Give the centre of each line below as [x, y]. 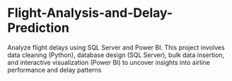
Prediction [38, 28]
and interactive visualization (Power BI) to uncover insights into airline [109, 62]
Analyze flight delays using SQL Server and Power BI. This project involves [116, 47]
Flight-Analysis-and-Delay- [90, 13]
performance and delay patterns [54, 70]
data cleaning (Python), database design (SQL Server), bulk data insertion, [116, 55]
